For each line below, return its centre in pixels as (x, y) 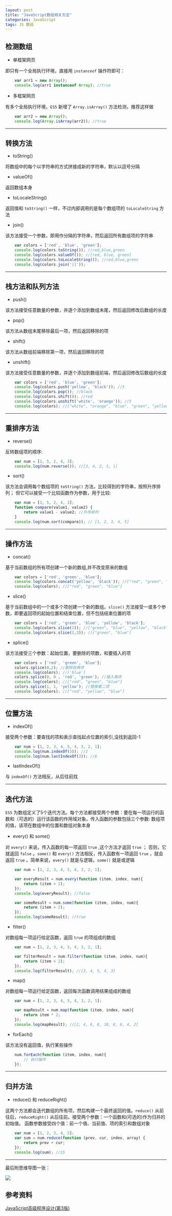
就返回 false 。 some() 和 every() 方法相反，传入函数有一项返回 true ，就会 (84, 854)
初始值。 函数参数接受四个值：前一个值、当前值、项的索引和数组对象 (78, 1123)
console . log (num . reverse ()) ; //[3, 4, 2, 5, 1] (66, 466)
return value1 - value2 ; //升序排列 (61, 512)
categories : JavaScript (31, 20)
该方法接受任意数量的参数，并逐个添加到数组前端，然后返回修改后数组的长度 (86, 373)
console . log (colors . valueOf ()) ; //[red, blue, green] (73, 255)
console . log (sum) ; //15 (40, 1152)
